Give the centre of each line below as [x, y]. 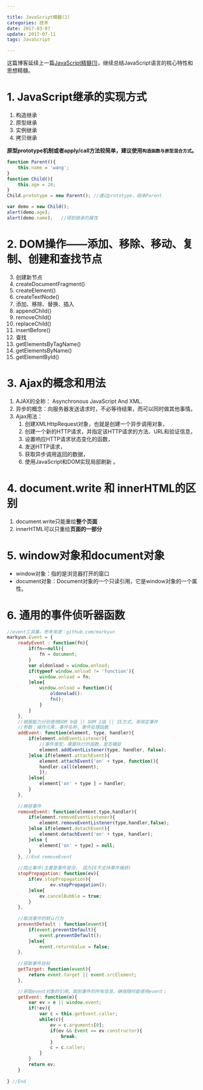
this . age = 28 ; [37, 184]
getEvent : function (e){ [48, 997]
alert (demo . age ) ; [29, 212]
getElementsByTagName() [48, 344]
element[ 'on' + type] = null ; [77, 845]
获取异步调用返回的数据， [56, 454]
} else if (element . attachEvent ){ [69, 755]
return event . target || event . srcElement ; [83, 974]
